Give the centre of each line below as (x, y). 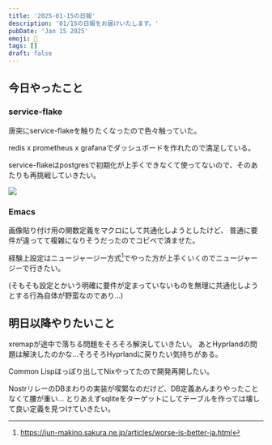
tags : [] (23, 46)
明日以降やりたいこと (62, 323)
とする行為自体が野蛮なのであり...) (66, 295)
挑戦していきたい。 (68, 175)
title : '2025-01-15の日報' (52, 16)
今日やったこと (46, 89)
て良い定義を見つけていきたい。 (62, 409)
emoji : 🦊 (23, 38)
